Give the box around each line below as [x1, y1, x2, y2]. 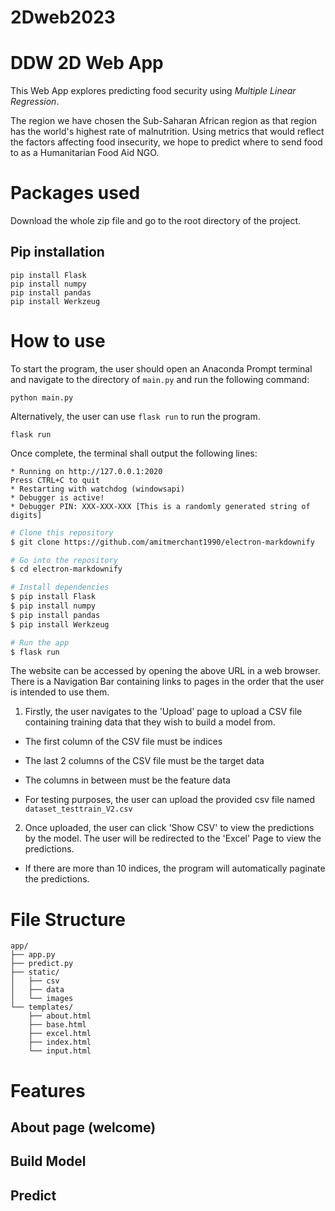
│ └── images [10, 994, 74, 1004]
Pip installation [10, 244, 105, 261]
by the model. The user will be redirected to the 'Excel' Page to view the [24, 832, 322, 845]
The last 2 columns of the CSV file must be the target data [24, 755, 265, 767]
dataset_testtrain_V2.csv [24, 804, 133, 815]
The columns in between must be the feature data [24, 774, 231, 786]
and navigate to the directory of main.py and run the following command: [10, 373, 310, 385]
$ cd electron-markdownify [10, 564, 123, 575]
